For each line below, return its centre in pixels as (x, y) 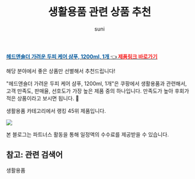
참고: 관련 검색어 (35, 155)
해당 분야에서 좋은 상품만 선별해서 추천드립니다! (61, 71)
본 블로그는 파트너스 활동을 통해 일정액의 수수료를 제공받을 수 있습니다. (87, 134)
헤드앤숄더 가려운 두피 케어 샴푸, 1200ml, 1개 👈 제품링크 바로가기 (82, 56)
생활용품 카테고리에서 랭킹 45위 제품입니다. (56, 110)
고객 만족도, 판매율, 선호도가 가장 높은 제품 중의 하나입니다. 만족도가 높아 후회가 (98, 91)
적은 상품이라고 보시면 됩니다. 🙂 (43, 98)
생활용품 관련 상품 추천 (100, 12)
